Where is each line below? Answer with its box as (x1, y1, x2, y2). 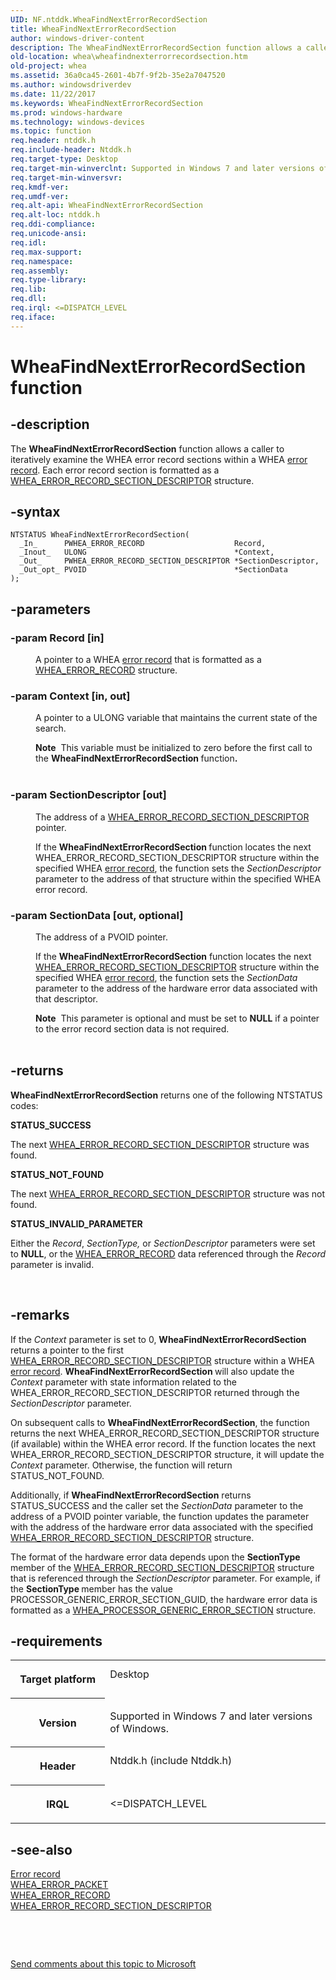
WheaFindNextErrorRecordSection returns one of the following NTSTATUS (10, 1089, 323, 1101)
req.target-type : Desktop (10, 154, 118, 164)
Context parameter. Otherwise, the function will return (10, 1459, 233, 1471)
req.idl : (10, 237, 47, 248)
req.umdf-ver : (10, 191, 70, 201)
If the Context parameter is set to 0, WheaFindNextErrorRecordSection (10, 1333, 307, 1345)
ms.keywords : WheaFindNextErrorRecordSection (10, 98, 203, 108)
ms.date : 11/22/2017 (10, 89, 97, 99)
